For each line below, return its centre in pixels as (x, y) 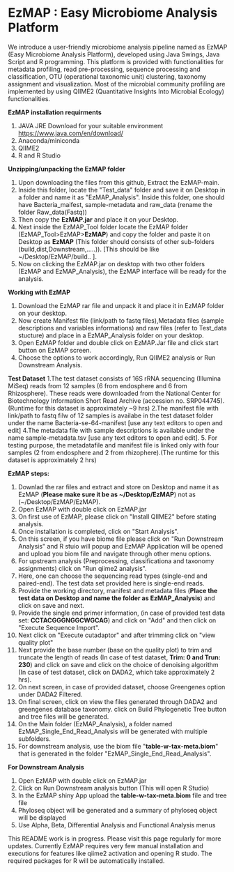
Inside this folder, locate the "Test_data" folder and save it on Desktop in (122, 190)
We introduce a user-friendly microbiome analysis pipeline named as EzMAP (118, 47)
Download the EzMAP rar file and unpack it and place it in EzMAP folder (121, 305)
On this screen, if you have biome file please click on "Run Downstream (120, 539)
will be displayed (42, 818)
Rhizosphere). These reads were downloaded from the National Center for (115, 393)
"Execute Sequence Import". (59, 627)
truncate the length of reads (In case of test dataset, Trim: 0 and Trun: (119, 657)
